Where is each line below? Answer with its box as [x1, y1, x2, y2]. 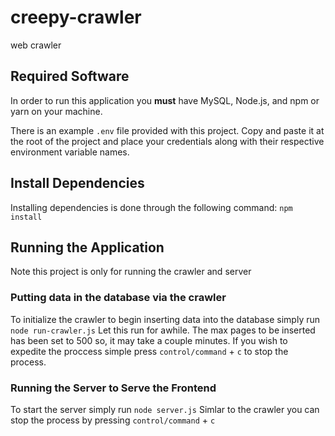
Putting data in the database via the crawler [10, 291, 227, 305]
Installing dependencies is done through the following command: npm [10, 201, 293, 213]
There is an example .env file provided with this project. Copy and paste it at [10, 124, 325, 136]
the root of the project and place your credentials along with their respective [10, 135, 325, 147]
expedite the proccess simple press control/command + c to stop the [10, 345, 289, 357]
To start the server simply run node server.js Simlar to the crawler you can [10, 403, 320, 415]
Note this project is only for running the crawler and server [10, 266, 252, 278]
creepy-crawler [10, 6, 142, 29]
